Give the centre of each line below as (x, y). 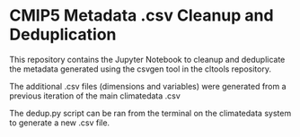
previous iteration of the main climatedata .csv (95, 96)
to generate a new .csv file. (60, 123)
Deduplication (63, 34)
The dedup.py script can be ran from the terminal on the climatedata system (150, 113)
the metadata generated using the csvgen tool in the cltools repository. (141, 69)
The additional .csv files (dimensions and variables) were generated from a (148, 86)
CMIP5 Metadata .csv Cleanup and (141, 16)
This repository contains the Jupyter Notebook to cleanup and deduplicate (147, 59)
